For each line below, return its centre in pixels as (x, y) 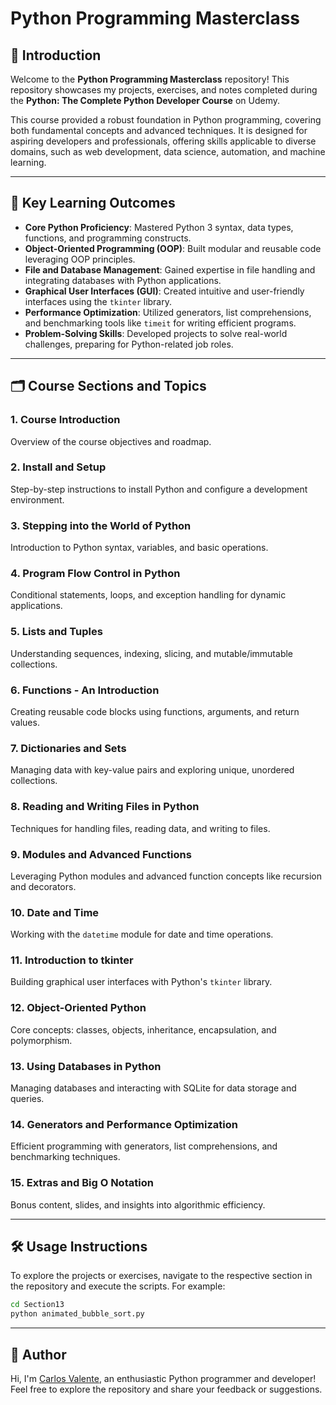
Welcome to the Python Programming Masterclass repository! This (150, 79)
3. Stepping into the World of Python (101, 525)
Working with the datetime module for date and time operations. (142, 934)
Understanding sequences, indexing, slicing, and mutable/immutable (152, 653)
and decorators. (43, 886)
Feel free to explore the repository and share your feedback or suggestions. (166, 1389)
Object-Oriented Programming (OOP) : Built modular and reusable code (173, 248)
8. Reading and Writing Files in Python (105, 807)
